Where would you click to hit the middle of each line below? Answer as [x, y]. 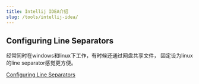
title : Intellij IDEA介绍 [37, 11]
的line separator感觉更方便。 [41, 63]
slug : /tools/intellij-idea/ [42, 17]
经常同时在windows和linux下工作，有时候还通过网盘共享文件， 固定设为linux [99, 56]
